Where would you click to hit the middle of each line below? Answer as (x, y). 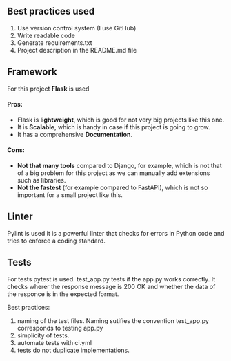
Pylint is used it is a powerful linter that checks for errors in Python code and (116, 233)
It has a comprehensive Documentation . (75, 134)
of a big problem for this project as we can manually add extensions (113, 173)
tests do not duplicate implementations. (73, 350)
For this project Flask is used (48, 89)
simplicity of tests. (43, 335)
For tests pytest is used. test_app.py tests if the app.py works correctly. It (111, 279)
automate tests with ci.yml (54, 342)
